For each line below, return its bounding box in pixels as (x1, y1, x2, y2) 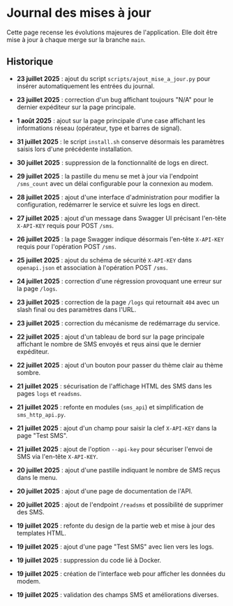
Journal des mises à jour (6, 5, 151, 21)
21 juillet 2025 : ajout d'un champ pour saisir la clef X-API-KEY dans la (16, 423, 217, 432)
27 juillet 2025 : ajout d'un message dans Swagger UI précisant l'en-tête (16, 213, 227, 222)
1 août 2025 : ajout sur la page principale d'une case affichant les (16, 116, 206, 125)
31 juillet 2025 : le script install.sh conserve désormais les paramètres (16, 137, 225, 146)
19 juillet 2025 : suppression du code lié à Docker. (16, 556, 162, 564)
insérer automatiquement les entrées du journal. (16, 82, 155, 90)
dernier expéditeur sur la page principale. (16, 103, 136, 111)
